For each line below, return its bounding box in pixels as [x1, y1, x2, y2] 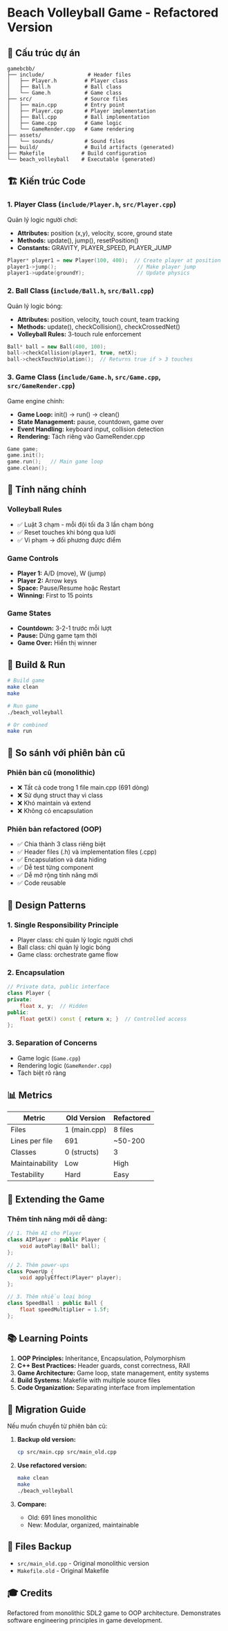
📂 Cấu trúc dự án [7, 47, 81, 59]
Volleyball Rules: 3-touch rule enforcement [17, 330, 142, 338]
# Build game [7, 677, 45, 685]
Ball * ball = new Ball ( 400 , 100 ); [7, 343, 107, 350]
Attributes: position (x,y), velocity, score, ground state [17, 229, 173, 237]
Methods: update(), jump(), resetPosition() [17, 236, 139, 245]
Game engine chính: [7, 397, 64, 405]
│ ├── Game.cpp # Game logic [7, 120, 122, 126]
